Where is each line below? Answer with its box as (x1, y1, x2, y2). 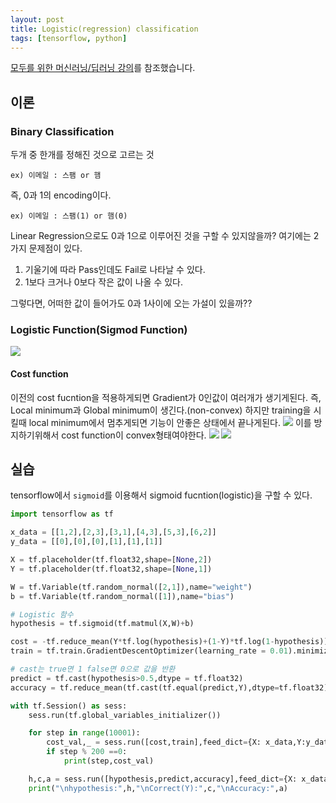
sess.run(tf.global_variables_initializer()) (28, 710, 222, 720)
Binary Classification (10, 124, 115, 138)
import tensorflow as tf (10, 509, 114, 520)
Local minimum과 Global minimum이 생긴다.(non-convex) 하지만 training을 (10, 404, 312, 416)
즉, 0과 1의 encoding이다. (10, 189, 112, 201)
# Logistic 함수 (10, 609, 74, 620)
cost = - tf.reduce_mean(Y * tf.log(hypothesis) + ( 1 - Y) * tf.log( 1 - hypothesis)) (10, 637, 329, 647)
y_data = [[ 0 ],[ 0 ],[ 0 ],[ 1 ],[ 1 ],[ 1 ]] (10, 537, 163, 547)
